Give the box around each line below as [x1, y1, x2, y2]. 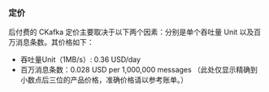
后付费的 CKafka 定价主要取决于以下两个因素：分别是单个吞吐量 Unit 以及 [8, 27, 254, 37]
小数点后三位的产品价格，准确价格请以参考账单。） [20, 75, 189, 85]
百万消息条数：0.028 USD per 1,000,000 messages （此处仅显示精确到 [20, 65, 258, 75]
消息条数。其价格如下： [15, 37, 94, 47]
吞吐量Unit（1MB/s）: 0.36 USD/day [20, 55, 141, 64]
